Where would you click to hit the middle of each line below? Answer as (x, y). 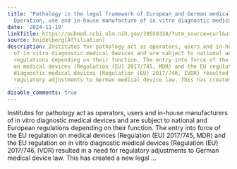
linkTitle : (23, 34)
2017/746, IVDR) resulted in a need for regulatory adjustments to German (113, 151)
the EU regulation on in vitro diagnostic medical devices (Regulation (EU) (113, 143)
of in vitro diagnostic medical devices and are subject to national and (108, 120)
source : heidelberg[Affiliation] (56, 40)
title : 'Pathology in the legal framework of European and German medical (120, 14)
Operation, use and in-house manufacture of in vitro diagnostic (112, 21)
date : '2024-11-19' (36, 27)
